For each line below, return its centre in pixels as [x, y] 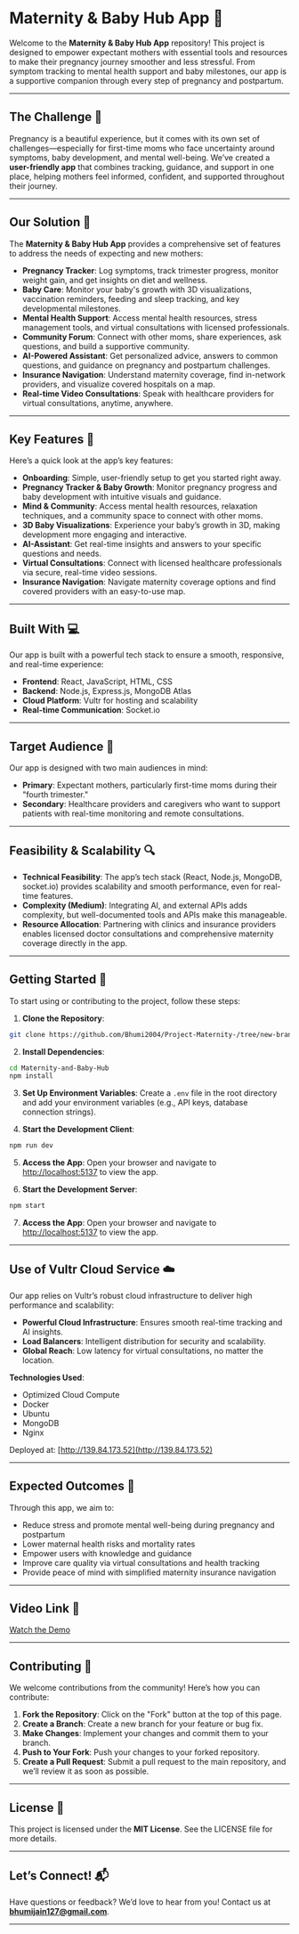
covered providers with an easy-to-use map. [104, 592]
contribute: [29, 1697]
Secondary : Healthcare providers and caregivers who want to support [151, 804]
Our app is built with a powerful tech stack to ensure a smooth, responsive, [147, 655]
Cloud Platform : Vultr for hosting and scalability [110, 701]
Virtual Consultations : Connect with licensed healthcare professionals [152, 563]
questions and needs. [62, 554]
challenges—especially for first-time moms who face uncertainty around [142, 148]
